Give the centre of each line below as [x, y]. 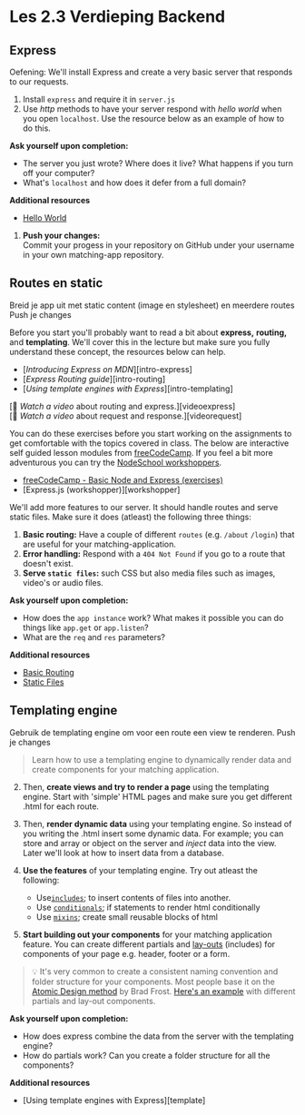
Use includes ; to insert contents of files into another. [133, 897]
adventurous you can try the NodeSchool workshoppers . [116, 462]
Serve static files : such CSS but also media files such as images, [149, 573]
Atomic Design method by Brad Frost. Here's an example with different [163, 991]
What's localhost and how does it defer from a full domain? [134, 183]
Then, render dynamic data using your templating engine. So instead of [157, 824]
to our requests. [39, 82]
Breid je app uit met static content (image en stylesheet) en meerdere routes [152, 305]
